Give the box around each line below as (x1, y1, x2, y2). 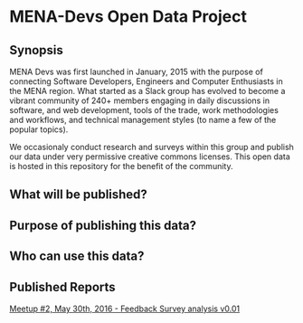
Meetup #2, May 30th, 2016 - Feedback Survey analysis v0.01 (9, 303, 241, 314)
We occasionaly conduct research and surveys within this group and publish (9, 142, 294, 152)
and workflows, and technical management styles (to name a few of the (9, 115, 277, 125)
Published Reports (9, 279, 116, 295)
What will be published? (9, 187, 147, 203)
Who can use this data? (9, 249, 145, 264)
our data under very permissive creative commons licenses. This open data (9, 151, 291, 162)
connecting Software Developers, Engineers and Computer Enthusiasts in (9, 76, 283, 87)
